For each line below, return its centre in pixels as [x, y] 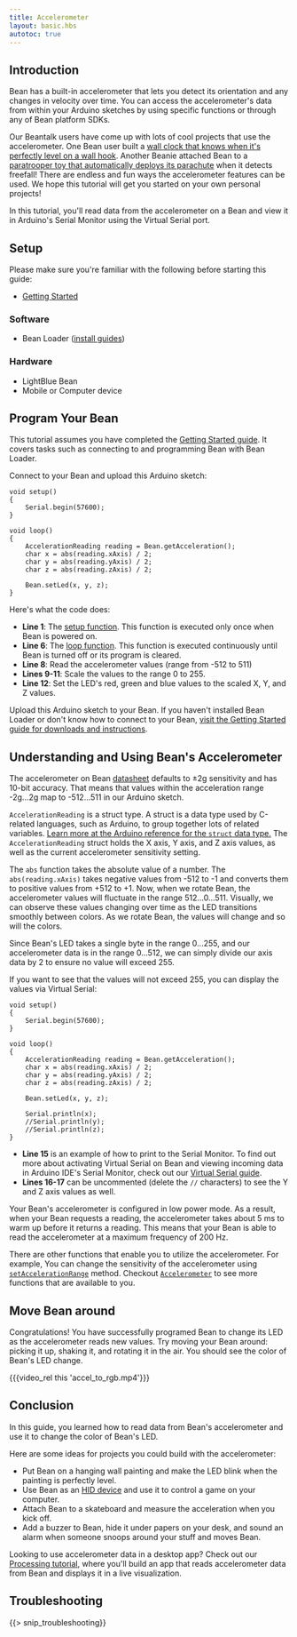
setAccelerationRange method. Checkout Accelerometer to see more [133, 1274]
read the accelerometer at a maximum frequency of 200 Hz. [119, 1237]
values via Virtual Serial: [53, 989]
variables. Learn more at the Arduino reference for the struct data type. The [148, 834]
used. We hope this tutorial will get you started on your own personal [135, 184]
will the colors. [36, 926]
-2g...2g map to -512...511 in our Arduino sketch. [97, 797]
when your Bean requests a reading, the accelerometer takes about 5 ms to [147, 1218]
